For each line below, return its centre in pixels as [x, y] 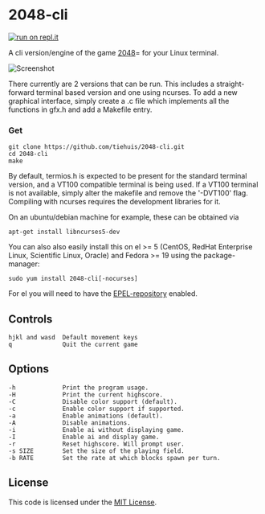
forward [21, 92]
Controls [31, 319]
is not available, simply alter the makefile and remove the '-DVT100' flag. [128, 193]
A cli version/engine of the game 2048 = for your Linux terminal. [114, 52]
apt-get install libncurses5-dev [64, 232]
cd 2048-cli [28, 154]
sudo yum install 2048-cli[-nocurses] [73, 279]
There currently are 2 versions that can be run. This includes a [112, 84]
